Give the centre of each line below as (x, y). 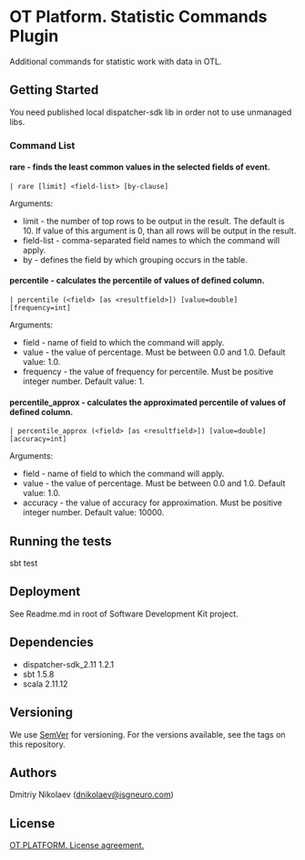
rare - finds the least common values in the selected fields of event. (140, 167)
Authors (33, 772)
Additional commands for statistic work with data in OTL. (116, 61)
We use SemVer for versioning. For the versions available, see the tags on (147, 734)
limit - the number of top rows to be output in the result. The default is (153, 221)
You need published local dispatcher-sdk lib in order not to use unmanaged (151, 112)
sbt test (24, 564)
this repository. (38, 744)
